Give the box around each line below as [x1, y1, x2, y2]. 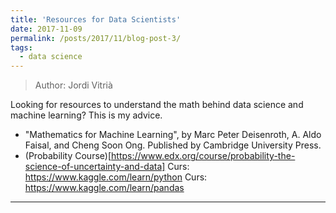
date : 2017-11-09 [10, 24, 83, 34]
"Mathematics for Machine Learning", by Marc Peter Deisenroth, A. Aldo [24, 129, 322, 141]
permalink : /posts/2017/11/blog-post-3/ [10, 33, 182, 43]
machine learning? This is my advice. [10, 109, 163, 121]
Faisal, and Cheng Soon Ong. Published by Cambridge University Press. [24, 139, 322, 151]
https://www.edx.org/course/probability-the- [111, 150, 296, 162]
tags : [10, 42, 33, 53]
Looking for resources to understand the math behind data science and [10, 99, 304, 111]
